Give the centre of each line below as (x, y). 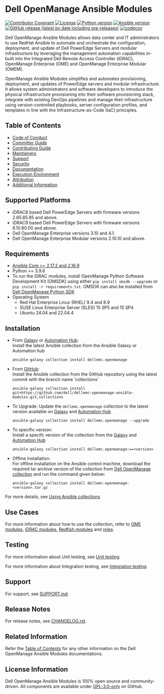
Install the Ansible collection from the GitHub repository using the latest (85, 374)
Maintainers (24, 153)
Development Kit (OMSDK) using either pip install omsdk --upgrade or (85, 281)
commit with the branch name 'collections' (55, 380)
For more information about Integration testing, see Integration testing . (76, 566)
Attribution (23, 179)
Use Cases (22, 512)
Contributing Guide (32, 148)
